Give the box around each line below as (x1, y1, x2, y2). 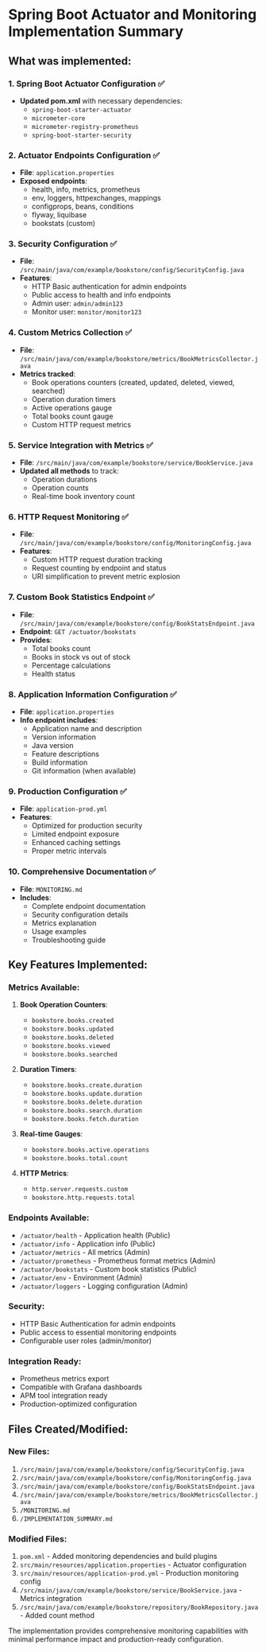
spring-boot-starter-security (31, 131, 133, 139)
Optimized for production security (31, 821, 143, 831)
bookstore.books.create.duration (31, 1081, 143, 1089)
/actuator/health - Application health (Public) (19, 1230, 171, 1240)
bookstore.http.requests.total (31, 1194, 136, 1202)
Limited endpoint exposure (31, 829, 120, 839)
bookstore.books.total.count (31, 1155, 129, 1163)
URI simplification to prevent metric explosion (31, 571, 181, 582)
